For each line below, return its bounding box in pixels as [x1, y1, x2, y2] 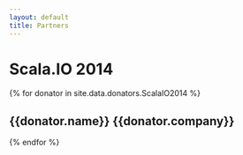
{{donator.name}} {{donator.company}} [9, 114, 235, 129]
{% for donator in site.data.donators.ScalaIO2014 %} [9, 88, 201, 99]
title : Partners [9, 21, 69, 30]
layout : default [9, 12, 69, 22]
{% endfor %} [9, 137, 60, 148]
